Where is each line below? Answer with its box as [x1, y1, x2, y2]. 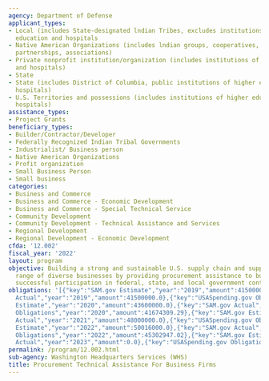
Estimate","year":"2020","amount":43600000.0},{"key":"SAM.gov [15, 301, 231, 309]
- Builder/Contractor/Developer [8, 130, 116, 138]
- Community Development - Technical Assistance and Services [8, 220, 220, 228]
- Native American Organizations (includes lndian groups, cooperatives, [8, 42, 260, 50]
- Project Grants [8, 116, 66, 124]
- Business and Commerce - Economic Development [8, 197, 174, 205]
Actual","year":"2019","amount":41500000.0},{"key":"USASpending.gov [15, 294, 252, 302]
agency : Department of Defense [8, 11, 113, 20]
